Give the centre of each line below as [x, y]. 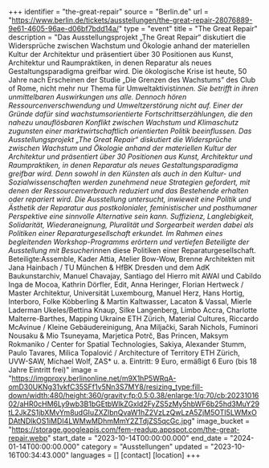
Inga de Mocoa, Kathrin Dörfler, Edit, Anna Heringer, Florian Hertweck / [126, 285]
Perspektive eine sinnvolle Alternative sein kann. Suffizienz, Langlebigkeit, [131, 216]
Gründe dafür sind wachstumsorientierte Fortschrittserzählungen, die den [130, 114]
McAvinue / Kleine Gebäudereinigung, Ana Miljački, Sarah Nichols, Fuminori [133, 327]
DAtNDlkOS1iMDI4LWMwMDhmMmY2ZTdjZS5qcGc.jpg [100, 421]
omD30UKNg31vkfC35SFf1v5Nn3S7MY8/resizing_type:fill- [106, 387]
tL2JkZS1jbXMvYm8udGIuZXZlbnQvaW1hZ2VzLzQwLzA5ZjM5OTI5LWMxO [132, 412]
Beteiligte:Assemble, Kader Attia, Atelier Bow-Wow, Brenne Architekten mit [132, 259]
